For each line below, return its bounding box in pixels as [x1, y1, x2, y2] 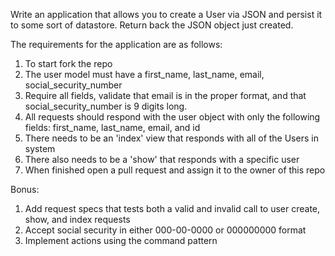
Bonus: [10, 184, 40, 195]
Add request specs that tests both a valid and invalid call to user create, [24, 203, 321, 214]
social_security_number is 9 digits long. [24, 100, 188, 112]
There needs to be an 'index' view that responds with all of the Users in [24, 132, 319, 144]
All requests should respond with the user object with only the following [24, 111, 321, 123]
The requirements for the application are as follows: [10, 39, 223, 50]
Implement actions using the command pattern [24, 235, 218, 246]
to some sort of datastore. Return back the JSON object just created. [10, 19, 294, 31]
